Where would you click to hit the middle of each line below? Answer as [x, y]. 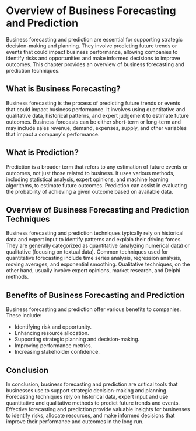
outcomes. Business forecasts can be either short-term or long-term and [94, 122]
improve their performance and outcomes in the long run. [75, 422]
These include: [24, 316]
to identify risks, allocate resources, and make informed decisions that [90, 415]
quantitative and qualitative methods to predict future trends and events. [93, 403]
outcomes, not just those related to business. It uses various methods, [90, 173]
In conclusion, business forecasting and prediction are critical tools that [92, 384]
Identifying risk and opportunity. [53, 327]
